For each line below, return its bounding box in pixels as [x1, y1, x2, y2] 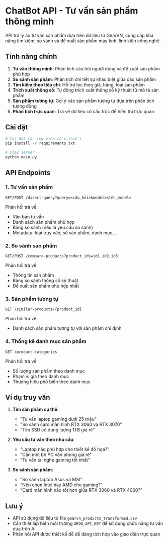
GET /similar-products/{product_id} [5, 307, 82, 312]
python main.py [5, 155, 37, 160]
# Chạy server [5, 150, 35, 155]
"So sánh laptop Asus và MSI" [20, 477, 82, 483]
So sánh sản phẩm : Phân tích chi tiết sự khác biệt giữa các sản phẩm [12, 76, 156, 82]
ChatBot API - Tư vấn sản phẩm [5, 5, 138, 17]
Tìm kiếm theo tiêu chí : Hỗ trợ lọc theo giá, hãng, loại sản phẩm [12, 81, 145, 87]
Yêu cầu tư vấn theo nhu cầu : [12, 436, 75, 442]
